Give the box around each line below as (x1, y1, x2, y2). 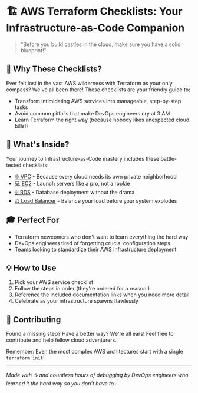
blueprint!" (20, 47, 47, 54)
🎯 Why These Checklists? (6, 64, 102, 74)
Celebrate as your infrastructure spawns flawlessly (14, 298, 138, 305)
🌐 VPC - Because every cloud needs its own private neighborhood (14, 173, 177, 180)
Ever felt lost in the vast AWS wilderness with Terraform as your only (6, 80, 173, 87)
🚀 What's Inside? (6, 140, 70, 150)
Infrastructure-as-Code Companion (6, 21, 185, 35)
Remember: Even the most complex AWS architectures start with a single (6, 348, 184, 355)
